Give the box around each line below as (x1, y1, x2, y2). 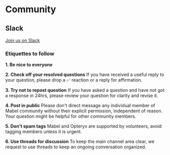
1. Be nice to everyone (5, 62, 53, 68)
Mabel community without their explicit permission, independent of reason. (5, 108, 163, 114)
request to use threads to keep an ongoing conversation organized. (5, 144, 147, 150)
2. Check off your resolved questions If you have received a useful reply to (5, 71, 164, 77)
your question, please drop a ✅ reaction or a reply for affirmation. (5, 77, 143, 83)
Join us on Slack (5, 37, 40, 43)
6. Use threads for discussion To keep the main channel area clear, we (5, 139, 155, 145)
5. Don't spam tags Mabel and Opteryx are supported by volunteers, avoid (5, 123, 162, 130)
